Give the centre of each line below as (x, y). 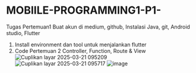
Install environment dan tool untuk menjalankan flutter (80, 45)
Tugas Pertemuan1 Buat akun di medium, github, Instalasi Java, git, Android (98, 27)
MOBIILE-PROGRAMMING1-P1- (84, 10)
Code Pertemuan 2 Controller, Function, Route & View (80, 50)
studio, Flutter (23, 33)
